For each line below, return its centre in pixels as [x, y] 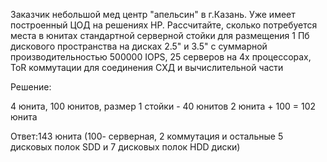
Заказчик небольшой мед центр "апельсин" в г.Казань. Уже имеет [153, 14]
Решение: [31, 87]
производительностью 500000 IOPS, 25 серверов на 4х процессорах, [161, 57]
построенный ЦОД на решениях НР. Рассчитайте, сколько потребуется [164, 25]
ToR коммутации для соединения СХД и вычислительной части [147, 67]
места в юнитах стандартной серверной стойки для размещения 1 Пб [160, 35]
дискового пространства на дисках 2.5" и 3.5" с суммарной [139, 46]
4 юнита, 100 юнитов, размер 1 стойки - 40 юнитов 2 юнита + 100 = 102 [163, 106]
